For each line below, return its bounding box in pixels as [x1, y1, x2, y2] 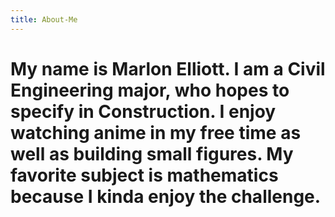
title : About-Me [10, 14, 78, 25]
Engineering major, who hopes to [10, 79, 290, 101]
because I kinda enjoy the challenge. [10, 185, 322, 208]
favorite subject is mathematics [10, 164, 279, 186]
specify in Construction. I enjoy [10, 100, 277, 123]
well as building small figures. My [10, 142, 294, 165]
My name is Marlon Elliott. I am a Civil [10, 57, 326, 80]
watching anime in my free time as [10, 121, 302, 144]
